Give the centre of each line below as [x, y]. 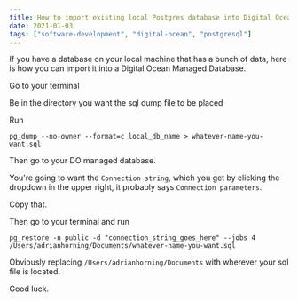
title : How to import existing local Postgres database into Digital [141, 17]
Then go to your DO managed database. [83, 161]
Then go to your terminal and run [70, 222]
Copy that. [28, 204]
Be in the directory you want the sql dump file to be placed [116, 103]
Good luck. [29, 289]
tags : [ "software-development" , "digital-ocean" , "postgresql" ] [130, 34]
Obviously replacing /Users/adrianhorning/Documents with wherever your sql [149, 262]
